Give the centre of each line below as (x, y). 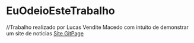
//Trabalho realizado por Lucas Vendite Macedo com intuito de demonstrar (97, 27)
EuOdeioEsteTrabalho (61, 11)
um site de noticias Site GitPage (45, 33)
